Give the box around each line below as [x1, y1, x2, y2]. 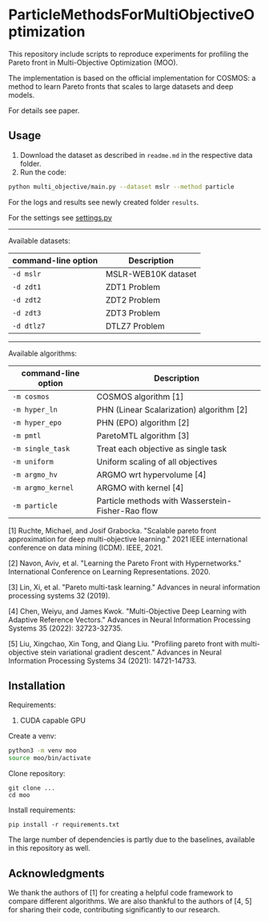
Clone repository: [8, 769, 66, 779]
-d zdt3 [12, 308, 42, 317]
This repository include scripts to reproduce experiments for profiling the [8, 49, 249, 58]
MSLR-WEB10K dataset [105, 268, 197, 280]
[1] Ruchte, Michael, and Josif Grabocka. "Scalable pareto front [8, 525, 217, 535]
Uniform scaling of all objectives [96, 456, 218, 467]
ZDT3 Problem [105, 307, 161, 318]
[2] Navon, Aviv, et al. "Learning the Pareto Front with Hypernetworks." [8, 558, 242, 568]
